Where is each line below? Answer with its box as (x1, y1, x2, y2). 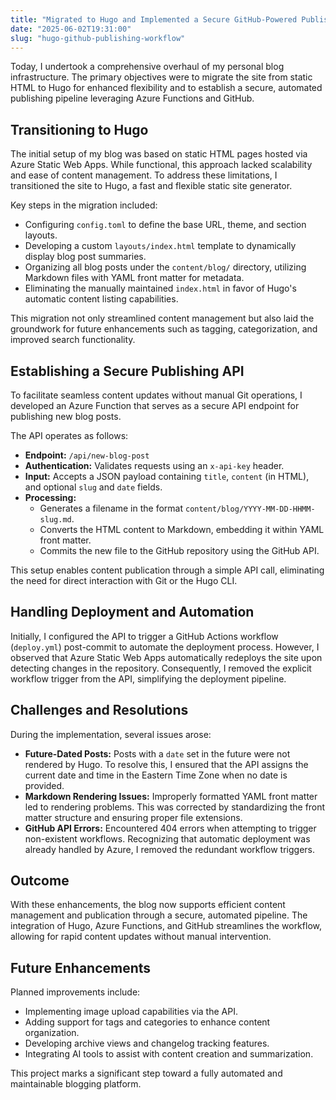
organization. (24, 1027, 80, 1039)
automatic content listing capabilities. (24, 293, 179, 305)
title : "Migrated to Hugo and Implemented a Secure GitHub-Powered (10, 14, 298, 25)
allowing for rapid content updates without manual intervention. (10, 931, 272, 943)
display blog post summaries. (24, 251, 147, 263)
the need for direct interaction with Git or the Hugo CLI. (10, 575, 238, 586)
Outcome (10, 872, 70, 890)
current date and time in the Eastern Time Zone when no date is (24, 769, 288, 781)
